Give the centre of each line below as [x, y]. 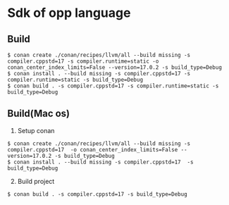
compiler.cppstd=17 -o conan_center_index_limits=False [93, 149]
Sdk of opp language [69, 13]
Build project [36, 181]
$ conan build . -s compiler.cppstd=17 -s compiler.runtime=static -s [113, 86]
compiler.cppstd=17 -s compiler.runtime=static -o [83, 61]
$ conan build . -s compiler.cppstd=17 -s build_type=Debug [98, 194]
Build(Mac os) [39, 114]
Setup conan [36, 130]
